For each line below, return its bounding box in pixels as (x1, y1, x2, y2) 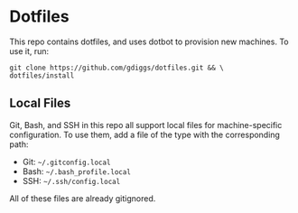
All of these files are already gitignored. (9, 192, 156, 204)
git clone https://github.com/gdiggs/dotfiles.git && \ (9, 63, 224, 72)
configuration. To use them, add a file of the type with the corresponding (9, 129, 280, 140)
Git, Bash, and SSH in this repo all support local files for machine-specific (9, 119, 283, 130)
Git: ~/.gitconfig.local (22, 156, 111, 167)
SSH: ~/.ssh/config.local (22, 175, 121, 186)
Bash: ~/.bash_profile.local (22, 165, 131, 177)
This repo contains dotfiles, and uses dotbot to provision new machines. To (9, 36, 289, 47)
